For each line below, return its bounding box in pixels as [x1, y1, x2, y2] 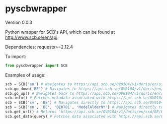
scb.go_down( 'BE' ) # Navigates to [5, 86, 77, 91]
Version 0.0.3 [5, 19, 32, 25]
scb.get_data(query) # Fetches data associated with [5, 114, 117, 119]
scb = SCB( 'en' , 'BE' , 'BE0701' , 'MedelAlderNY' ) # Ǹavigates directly [5, 105, 157, 110]
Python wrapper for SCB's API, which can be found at [5, 29, 115, 35]
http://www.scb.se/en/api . [5, 34, 59, 40]
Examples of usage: [5, 72, 46, 78]
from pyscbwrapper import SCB [5, 63, 68, 68]
